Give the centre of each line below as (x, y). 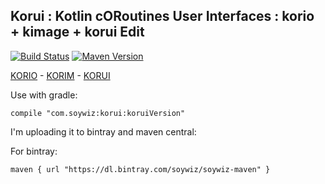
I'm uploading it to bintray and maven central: (103, 131)
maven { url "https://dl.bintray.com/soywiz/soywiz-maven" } (140, 169)
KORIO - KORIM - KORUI (60, 75)
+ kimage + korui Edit (77, 32)
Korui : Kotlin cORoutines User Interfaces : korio (162, 16)
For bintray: (34, 151)
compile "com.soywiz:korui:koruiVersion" (98, 113)
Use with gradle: (44, 95)
